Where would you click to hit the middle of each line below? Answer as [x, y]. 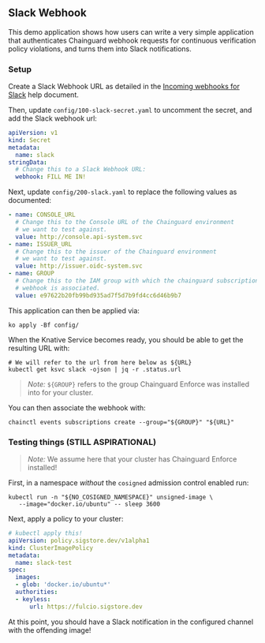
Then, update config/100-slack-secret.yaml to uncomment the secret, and [130, 110]
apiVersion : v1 [33, 133]
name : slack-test [44, 563]
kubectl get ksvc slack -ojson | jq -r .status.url [95, 369]
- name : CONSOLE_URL [42, 215]
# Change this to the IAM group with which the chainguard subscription [137, 281]
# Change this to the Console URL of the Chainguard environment [125, 222]
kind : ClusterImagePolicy [50, 548]
